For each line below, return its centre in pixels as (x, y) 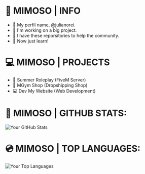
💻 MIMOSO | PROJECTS (58, 62)
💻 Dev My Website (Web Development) (54, 91)
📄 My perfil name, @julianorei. (44, 25)
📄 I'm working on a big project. (45, 30)
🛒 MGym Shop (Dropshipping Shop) (50, 85)
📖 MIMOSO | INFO (43, 11)
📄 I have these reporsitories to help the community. (66, 35)
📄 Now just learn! (30, 41)
